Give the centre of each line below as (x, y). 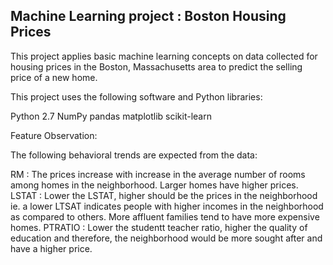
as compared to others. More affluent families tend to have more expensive (165, 216)
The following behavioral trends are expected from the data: (134, 155)
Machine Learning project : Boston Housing (148, 16)
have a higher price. (51, 248)
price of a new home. (54, 77)
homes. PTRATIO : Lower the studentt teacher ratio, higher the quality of (159, 227)
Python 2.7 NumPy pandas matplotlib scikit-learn (111, 116)
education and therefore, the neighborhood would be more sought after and (166, 238)
